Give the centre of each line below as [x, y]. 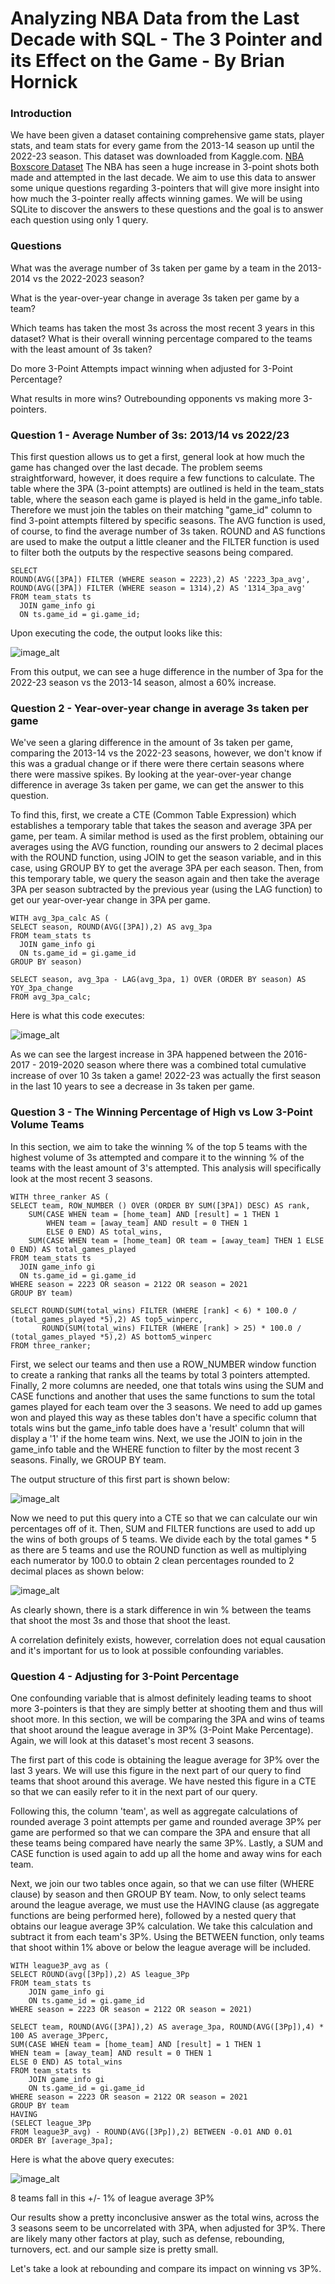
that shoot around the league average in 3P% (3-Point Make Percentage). [162, 1729]
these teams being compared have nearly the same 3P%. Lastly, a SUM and [167, 1843]
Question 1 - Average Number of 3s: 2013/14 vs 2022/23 [150, 435]
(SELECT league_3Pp [51, 2123]
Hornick [44, 82]
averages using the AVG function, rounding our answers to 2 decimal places [167, 847]
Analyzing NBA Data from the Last [155, 18]
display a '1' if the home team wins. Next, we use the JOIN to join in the [156, 1438]
